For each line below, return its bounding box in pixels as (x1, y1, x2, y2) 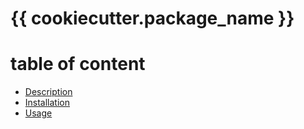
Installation (24, 97, 71, 109)
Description (24, 86, 73, 98)
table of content (10, 53, 146, 76)
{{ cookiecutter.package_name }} (10, 7, 295, 30)
